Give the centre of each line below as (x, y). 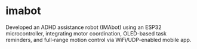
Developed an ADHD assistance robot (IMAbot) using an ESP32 (84, 27)
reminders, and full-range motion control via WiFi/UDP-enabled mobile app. (98, 40)
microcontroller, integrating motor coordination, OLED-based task (86, 33)
